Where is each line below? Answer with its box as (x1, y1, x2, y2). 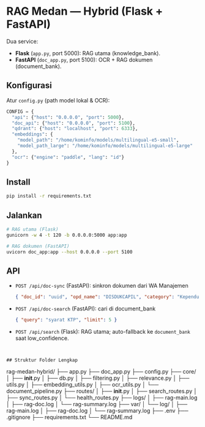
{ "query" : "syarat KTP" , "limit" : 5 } (15, 317, 117, 323)
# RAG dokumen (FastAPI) (6, 243, 70, 249)
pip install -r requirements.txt (6, 193, 92, 199)
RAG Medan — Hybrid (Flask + (6, 4, 163, 18)
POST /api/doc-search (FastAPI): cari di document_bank (15, 305, 156, 312)
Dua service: (6, 37, 39, 45)
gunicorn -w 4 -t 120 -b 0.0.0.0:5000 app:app (6, 232, 127, 238)
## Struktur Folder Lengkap (6, 357, 78, 363)
